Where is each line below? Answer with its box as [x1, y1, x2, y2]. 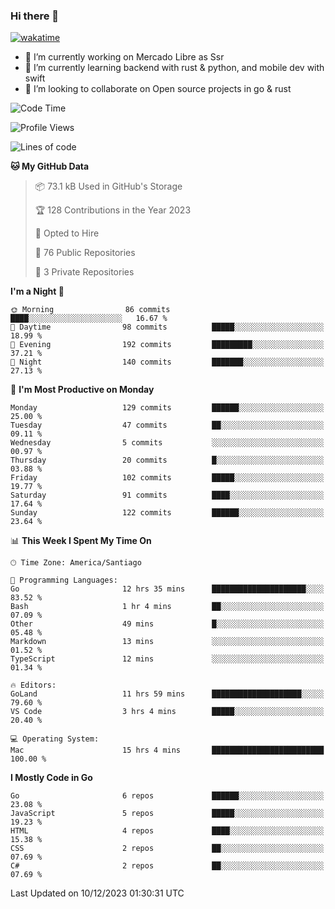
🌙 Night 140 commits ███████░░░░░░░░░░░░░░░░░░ [10, 357, 325, 368]
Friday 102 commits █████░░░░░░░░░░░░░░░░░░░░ [10, 473, 325, 483]
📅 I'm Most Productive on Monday [10, 384, 155, 396]
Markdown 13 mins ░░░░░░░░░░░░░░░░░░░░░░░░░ [10, 637, 325, 647]
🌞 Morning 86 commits [10, 305, 171, 315]
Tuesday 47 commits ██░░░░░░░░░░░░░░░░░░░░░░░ [10, 420, 325, 431]
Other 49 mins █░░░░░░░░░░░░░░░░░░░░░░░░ [10, 619, 325, 629]
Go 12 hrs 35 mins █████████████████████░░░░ [10, 584, 325, 594]
